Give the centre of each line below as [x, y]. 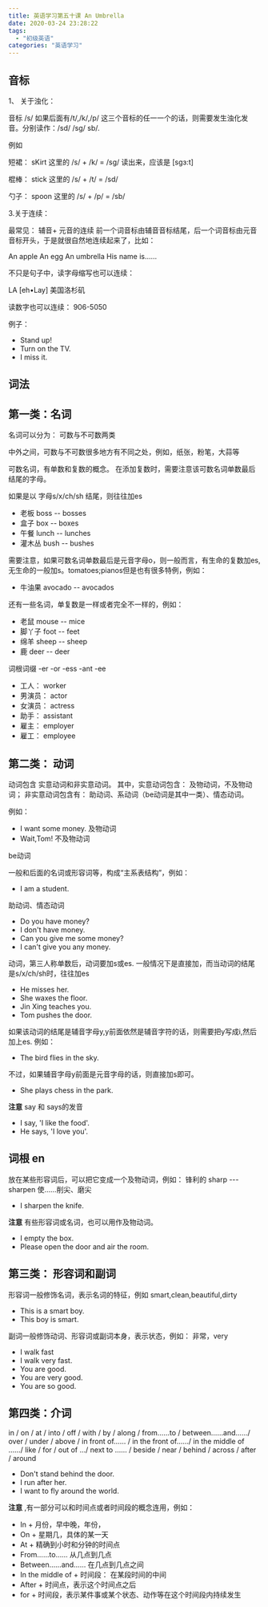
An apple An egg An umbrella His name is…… [83, 256]
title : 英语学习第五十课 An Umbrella [66, 16]
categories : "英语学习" [45, 46]
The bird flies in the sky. [60, 1057]
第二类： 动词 [41, 763]
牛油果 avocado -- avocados [67, 587]
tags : [17, 30]
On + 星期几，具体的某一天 [64, 1535]
